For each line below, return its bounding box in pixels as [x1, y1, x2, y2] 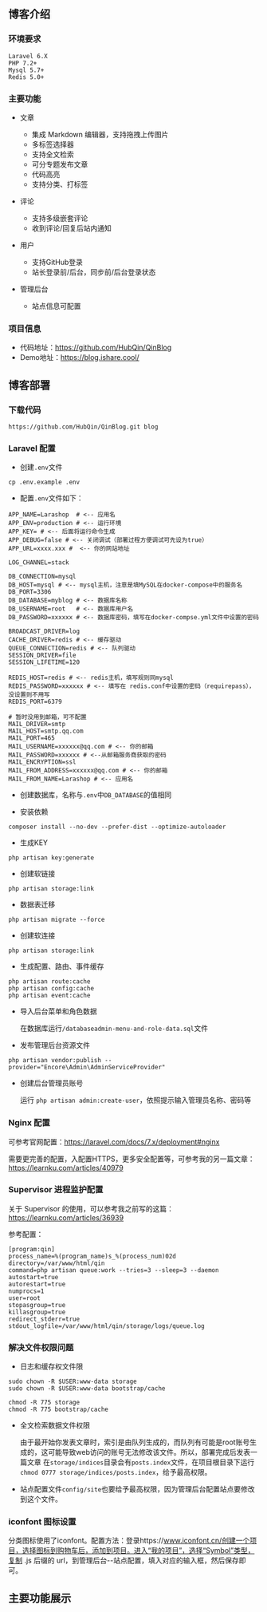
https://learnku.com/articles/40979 [8, 1163, 124, 1172]
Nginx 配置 [8, 1117, 50, 1128]
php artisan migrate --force [8, 916, 105, 924]
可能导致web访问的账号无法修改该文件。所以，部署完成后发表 [47, 1448, 251, 1457]
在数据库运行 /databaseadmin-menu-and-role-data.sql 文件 [19, 1024, 209, 1033]
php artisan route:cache [8, 978, 91, 986]
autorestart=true [8, 1280, 66, 1288]
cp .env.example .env [8, 478, 80, 487]
